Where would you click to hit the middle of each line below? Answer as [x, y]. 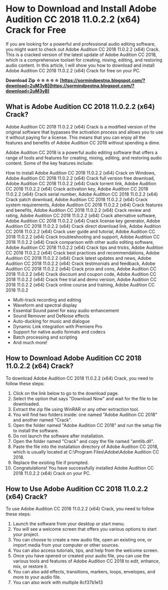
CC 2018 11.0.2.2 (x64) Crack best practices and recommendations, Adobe [82, 253]
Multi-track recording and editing [47, 300]
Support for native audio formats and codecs [59, 332]
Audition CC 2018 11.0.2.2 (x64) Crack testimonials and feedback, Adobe [80, 263]
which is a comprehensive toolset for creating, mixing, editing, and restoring [84, 60]
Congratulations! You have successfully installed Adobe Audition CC [83, 468]
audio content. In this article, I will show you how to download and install [80, 65]
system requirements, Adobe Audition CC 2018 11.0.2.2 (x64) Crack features [84, 205]
